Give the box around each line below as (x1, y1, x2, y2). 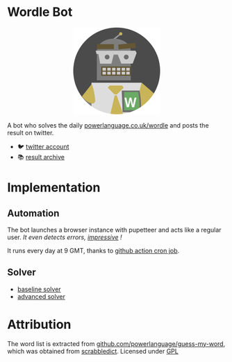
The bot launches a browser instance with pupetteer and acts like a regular (7, 225, 222, 234)
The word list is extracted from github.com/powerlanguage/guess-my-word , (7, 339, 226, 347)
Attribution (7, 316, 72, 332)
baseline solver (17, 285, 61, 293)
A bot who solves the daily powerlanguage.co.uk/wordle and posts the (7, 121, 210, 129)
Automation (7, 207, 60, 219)
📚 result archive (17, 153, 65, 161)
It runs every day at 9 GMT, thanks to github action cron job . (7, 246, 180, 255)
